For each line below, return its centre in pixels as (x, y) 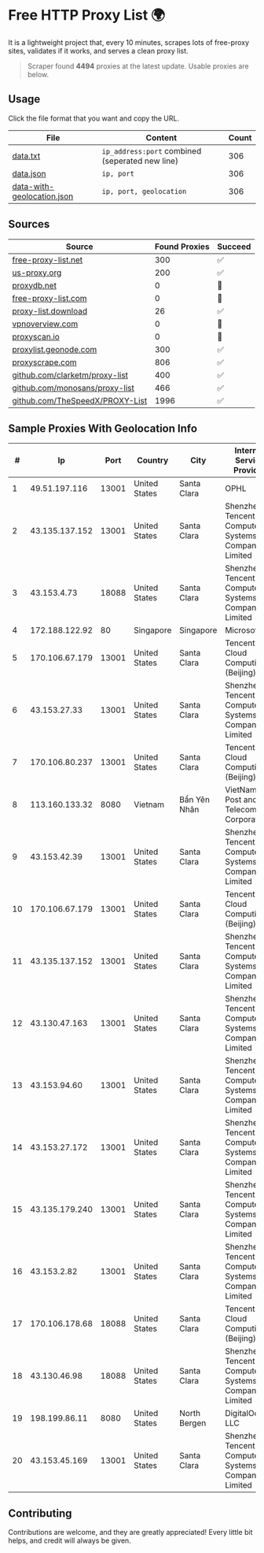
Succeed (234, 247)
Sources (29, 224)
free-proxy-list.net (48, 259)
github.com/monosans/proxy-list (73, 388)
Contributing (40, 1513)
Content (161, 137)
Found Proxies (182, 247)
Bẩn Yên (195, 800)
